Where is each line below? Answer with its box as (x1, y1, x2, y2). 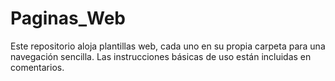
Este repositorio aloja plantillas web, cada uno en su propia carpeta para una (10, 40, 326, 52)
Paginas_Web (10, 7, 127, 30)
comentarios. (10, 61, 65, 73)
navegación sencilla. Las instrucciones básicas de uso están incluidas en (10, 50, 312, 62)
